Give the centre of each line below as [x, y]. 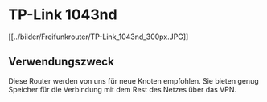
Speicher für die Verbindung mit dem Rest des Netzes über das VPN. [123, 89]
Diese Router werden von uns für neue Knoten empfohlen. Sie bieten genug [133, 80]
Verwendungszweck [61, 62]
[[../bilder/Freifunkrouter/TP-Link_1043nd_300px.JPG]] [99, 37]
